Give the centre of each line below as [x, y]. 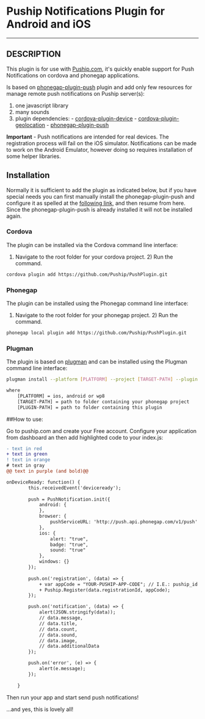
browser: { [53, 517]
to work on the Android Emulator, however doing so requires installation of [99, 149]
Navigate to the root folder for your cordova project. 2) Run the [94, 257]
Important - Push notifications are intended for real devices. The [88, 137]
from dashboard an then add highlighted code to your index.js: [85, 437]
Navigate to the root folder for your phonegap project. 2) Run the [96, 315]
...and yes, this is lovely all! [40, 709]
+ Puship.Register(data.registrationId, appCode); [105, 590]
